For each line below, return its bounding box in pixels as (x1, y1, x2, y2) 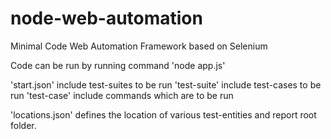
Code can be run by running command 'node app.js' (10, 59, 226, 71)
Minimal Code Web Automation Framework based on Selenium (10, 40, 268, 52)
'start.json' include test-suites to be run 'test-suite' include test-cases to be (10, 78, 322, 91)
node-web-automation (10, 7, 203, 30)
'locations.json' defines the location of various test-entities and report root (10, 108, 317, 121)
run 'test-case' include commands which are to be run (10, 89, 234, 101)
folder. (10, 119, 37, 131)
